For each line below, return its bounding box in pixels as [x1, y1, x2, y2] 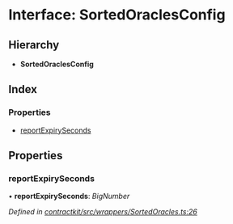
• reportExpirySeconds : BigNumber [8, 192, 130, 201]
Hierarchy [8, 38, 60, 52]
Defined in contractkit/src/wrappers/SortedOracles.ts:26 [8, 207, 198, 217]
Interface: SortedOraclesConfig [8, 6, 226, 24]
